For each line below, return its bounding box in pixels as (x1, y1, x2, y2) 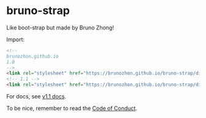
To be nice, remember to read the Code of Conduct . (6, 105, 138, 112)
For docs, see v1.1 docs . (6, 93, 66, 100)
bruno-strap (6, 4, 71, 18)
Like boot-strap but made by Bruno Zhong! (6, 24, 115, 31)
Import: (6, 35, 25, 43)
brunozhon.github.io (6, 53, 59, 59)
